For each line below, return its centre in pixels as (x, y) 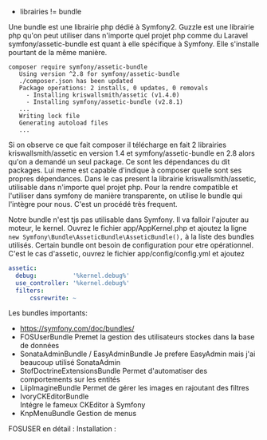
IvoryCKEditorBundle (54, 396)
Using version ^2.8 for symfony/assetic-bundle (99, 74)
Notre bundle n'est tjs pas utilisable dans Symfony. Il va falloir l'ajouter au (129, 220)
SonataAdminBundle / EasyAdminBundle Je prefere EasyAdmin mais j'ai (137, 354)
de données (39, 346)
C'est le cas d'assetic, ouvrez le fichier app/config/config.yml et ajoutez (126, 254)
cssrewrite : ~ (53, 298)
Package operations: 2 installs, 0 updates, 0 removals (114, 88)
